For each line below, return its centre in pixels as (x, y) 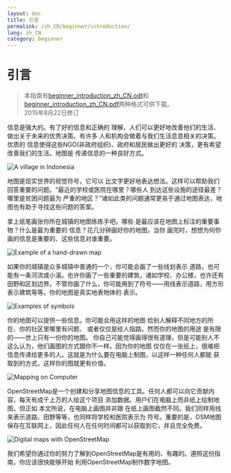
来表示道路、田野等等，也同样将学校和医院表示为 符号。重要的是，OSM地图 (114, 417)
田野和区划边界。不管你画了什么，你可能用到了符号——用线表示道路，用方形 (115, 284)
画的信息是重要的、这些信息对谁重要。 (61, 239)
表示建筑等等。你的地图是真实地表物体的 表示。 (74, 292)
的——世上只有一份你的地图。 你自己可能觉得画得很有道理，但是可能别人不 (113, 338)
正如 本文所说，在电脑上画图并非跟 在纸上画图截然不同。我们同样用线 (123, 408)
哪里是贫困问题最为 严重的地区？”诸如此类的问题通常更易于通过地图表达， (112, 198)
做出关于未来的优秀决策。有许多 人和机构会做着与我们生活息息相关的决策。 (113, 136)
